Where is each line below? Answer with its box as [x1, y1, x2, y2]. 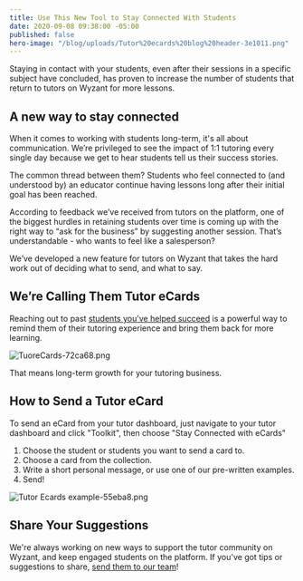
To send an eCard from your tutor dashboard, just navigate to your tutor [9, 418, 277, 429]
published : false [9, 30, 75, 39]
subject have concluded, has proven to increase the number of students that [9, 73, 295, 84]
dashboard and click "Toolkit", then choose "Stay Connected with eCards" [9, 427, 287, 438]
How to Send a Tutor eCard [9, 393, 165, 409]
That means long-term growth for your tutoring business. [9, 367, 223, 378]
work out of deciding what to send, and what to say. [9, 263, 204, 274]
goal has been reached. [9, 189, 98, 200]
